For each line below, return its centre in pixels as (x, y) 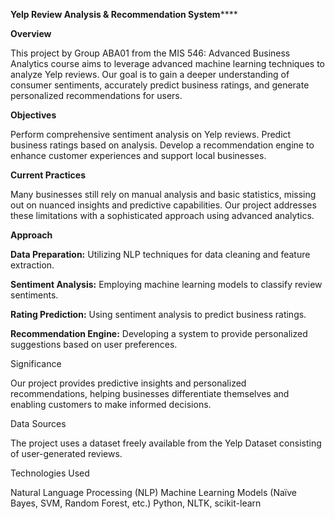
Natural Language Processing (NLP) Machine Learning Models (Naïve (153, 492)
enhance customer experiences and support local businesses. (138, 155)
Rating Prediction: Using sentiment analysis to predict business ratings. (158, 314)
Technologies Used (50, 473)
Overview (31, 33)
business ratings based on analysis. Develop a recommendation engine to (162, 145)
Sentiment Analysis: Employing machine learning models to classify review (166, 284)
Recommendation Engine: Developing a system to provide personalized (159, 333)
